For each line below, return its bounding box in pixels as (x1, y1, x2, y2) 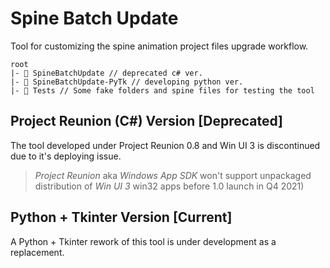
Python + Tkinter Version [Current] (10, 209, 233, 226)
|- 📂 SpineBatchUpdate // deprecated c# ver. (10, 68, 203, 78)
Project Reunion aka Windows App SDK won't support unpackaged (34, 169, 312, 181)
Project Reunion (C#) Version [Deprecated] (10, 113, 284, 130)
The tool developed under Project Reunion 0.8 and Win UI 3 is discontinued (10, 139, 321, 151)
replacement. (10, 246, 65, 258)
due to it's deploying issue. (10, 150, 122, 162)
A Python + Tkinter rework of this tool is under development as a (10, 235, 277, 247)
